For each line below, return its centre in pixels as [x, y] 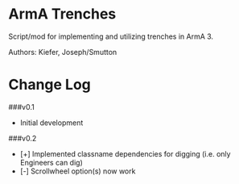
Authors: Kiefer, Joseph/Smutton [63, 52]
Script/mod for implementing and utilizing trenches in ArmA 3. [111, 36]
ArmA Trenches [62, 14]
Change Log [49, 85]
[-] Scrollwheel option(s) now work [78, 171]
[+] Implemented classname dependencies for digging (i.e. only [125, 153]
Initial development [52, 123]
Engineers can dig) [51, 162]
